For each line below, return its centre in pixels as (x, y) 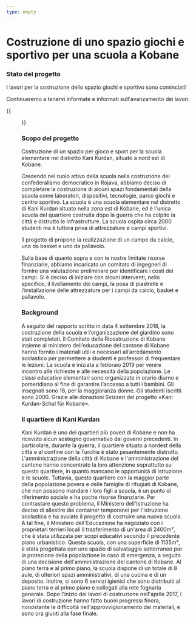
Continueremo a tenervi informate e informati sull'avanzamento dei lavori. (98, 99)
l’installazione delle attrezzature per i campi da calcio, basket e (100, 290)
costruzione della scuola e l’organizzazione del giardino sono (98, 332)
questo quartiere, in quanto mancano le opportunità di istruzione (102, 471)
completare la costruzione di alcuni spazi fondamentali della (96, 189)
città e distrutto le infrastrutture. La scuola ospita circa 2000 (96, 221)
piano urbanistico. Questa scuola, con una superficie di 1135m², (101, 542)
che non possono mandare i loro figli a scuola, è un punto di (96, 491)
